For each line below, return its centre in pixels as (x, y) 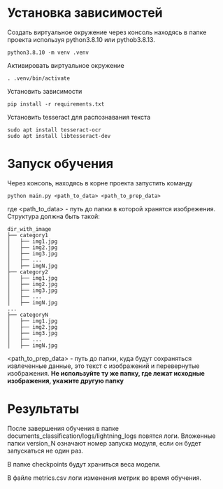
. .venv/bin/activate (39, 78)
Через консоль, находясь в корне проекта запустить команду (100, 183)
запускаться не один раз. (45, 451)
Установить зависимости (45, 91)
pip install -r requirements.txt (56, 104)
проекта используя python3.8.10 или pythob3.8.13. (81, 39)
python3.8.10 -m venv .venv (48, 52)
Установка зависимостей (85, 13)
